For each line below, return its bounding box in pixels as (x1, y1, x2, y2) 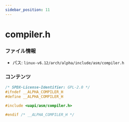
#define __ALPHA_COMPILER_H (5, 94, 64, 100)
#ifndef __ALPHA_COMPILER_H (5, 90, 64, 95)
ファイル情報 (5, 47, 36, 54)
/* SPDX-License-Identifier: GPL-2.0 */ (5, 85, 91, 90)
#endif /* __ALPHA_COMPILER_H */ (5, 112, 75, 117)
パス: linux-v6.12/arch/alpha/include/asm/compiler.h (12, 60, 125, 66)
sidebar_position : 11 (5, 7, 50, 12)
